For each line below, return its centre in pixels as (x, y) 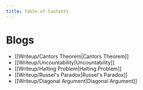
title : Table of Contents (37, 11)
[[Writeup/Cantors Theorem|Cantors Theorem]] (71, 56)
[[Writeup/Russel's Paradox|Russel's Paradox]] (71, 75)
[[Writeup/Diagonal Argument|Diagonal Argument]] (76, 81)
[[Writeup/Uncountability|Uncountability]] (64, 62)
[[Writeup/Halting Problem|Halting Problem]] (68, 69)
